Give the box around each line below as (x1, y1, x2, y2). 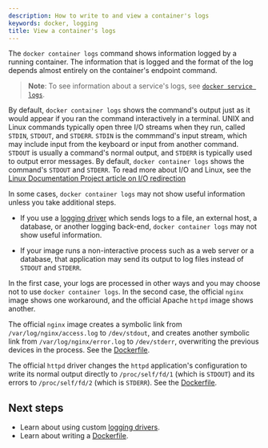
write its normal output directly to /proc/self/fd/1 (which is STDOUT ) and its (8, 369, 255, 379)
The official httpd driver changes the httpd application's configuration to (8, 360, 248, 370)
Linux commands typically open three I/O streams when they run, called (8, 122, 246, 132)
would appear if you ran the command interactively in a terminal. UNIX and (8, 114, 254, 124)
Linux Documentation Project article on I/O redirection (8, 173, 186, 183)
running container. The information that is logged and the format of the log (8, 57, 254, 67)
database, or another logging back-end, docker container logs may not (19, 222, 258, 231)
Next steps (8, 401, 64, 414)
